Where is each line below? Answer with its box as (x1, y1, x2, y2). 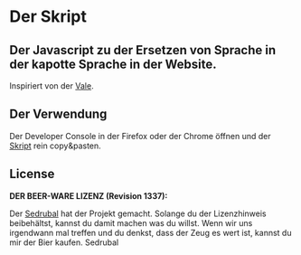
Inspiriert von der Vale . (9, 80, 94, 91)
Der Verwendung (9, 107, 108, 122)
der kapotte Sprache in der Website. (9, 56, 217, 71)
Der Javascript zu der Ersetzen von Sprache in (9, 42, 277, 58)
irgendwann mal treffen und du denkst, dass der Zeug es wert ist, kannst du (9, 227, 292, 238)
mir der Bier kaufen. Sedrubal (9, 237, 119, 248)
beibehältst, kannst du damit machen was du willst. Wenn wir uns (9, 217, 253, 228)
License (9, 166, 55, 182)
